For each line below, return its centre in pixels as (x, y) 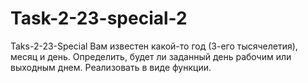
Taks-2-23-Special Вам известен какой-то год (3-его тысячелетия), (154, 46)
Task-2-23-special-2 (99, 18)
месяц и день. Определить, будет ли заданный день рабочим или (151, 56)
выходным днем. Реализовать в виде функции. (111, 67)
